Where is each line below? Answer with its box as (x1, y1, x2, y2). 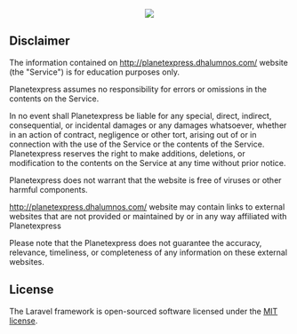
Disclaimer (9, 34, 70, 49)
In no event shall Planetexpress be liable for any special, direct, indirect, (9, 110, 272, 121)
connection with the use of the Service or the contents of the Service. (9, 139, 265, 149)
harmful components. (9, 184, 88, 195)
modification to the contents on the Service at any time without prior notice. (9, 157, 286, 168)
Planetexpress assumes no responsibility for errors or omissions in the (9, 83, 267, 94)
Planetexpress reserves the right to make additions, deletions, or (9, 147, 246, 159)
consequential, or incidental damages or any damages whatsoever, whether (9, 120, 287, 131)
